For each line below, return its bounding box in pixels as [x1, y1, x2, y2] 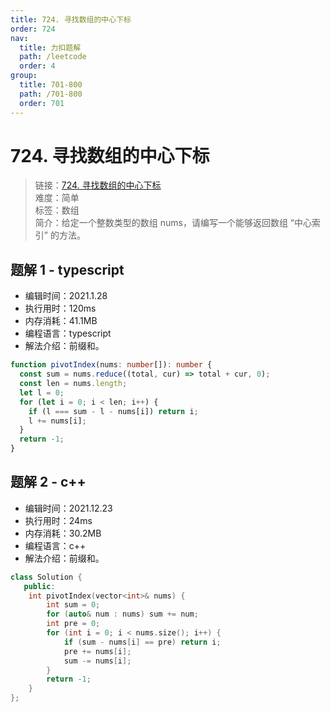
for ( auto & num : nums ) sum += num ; [46, 609, 199, 620]
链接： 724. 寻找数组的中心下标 [34, 179, 162, 191]
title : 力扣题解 [19, 42, 82, 53]
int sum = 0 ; [46, 600, 101, 610]
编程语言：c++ [24, 539, 87, 551]
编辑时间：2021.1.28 [24, 290, 108, 302]
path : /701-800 [19, 89, 83, 99]
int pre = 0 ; [46, 619, 101, 629]
